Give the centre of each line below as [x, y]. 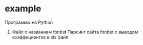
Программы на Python [29, 22]
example [23, 9]
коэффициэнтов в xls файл [40, 37]
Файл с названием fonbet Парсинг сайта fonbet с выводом [75, 32]
